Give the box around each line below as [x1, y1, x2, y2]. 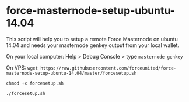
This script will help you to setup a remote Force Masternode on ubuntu [6, 35, 178, 42]
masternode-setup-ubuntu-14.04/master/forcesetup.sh [6, 70, 137, 76]
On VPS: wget [6, 64, 38, 71]
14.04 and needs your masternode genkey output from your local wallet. [6, 42, 180, 49]
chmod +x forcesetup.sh [6, 80, 64, 86]
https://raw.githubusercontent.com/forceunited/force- [40, 65, 177, 71]
